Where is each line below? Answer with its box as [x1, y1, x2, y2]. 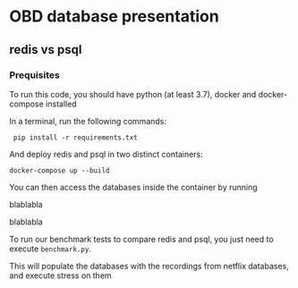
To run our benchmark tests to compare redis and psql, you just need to [9, 233, 275, 244]
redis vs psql [9, 42, 82, 57]
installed [46, 98, 78, 109]
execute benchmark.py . [9, 243, 92, 254]
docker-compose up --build [9, 165, 110, 175]
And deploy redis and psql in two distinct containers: [9, 148, 203, 159]
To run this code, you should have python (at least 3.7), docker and [9, 89, 257, 99]
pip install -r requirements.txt [13, 132, 139, 142]
